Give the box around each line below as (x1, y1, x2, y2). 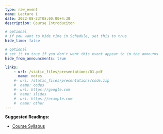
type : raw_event (5, 7, 38, 12)
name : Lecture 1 (5, 12, 38, 16)
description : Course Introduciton (5, 20, 75, 26)
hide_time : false (5, 38, 40, 44)
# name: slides (14, 91, 47, 97)
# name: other (14, 101, 45, 105)
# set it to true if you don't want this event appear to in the (5, 51, 140, 56)
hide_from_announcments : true (5, 56, 66, 61)
